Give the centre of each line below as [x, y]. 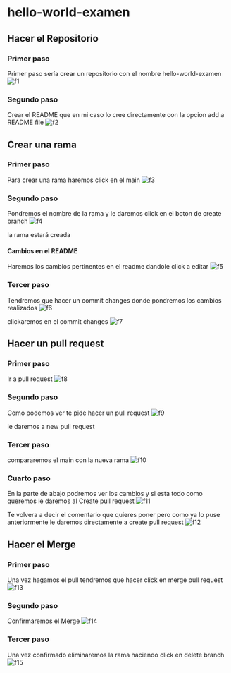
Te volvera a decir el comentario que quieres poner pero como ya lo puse [114, 515]
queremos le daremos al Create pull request [71, 501]
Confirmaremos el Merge [44, 621]
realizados [22, 308]
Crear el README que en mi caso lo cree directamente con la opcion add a [116, 115]
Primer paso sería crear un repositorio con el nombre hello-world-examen [114, 73]
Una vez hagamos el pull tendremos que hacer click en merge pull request [115, 580]
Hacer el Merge [42, 544]
